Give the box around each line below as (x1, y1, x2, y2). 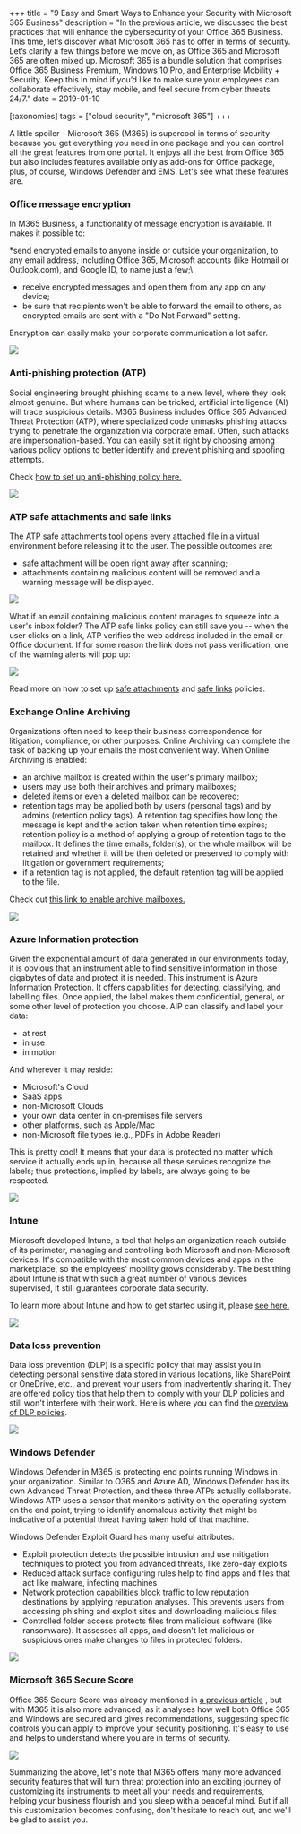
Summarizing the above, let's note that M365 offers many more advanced (9, 1766, 282, 1778)
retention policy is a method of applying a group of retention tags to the (21, 829, 287, 840)
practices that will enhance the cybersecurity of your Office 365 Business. (9, 27, 284, 37)
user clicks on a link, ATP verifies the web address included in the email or (9, 629, 284, 640)
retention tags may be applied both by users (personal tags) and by (21, 800, 271, 811)
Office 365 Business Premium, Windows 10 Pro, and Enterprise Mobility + (9, 65, 280, 75)
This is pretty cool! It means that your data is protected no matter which (9, 1146, 273, 1157)
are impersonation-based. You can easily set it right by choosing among (9, 435, 276, 446)
